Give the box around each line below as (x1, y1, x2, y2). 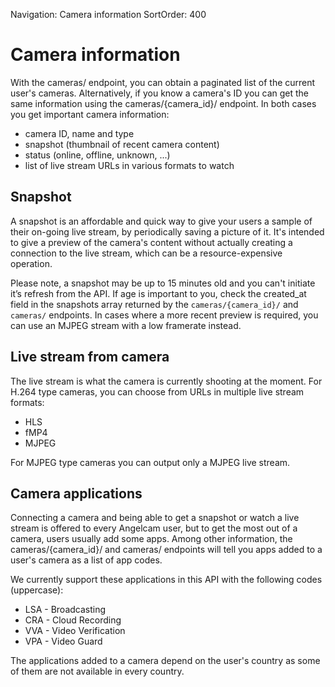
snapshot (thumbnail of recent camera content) (24, 138, 220, 150)
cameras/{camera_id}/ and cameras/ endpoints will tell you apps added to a (10, 544, 323, 556)
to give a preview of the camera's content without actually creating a (10, 236, 293, 248)
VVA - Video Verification (24, 625, 126, 637)
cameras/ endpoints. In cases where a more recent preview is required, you (10, 309, 319, 321)
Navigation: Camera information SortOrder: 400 (10, 9, 207, 20)
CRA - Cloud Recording (24, 614, 122, 626)
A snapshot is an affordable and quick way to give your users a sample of (10, 215, 313, 227)
